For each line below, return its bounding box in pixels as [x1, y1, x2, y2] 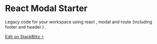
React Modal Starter [5, 3, 87, 14]
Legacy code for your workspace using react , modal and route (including [5, 19, 152, 25]
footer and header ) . [5, 24, 47, 29]
